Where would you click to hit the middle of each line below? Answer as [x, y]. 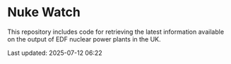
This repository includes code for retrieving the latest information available [116, 32]
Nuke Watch [44, 12]
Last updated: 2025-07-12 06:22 [55, 53]
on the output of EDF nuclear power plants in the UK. [84, 39]
